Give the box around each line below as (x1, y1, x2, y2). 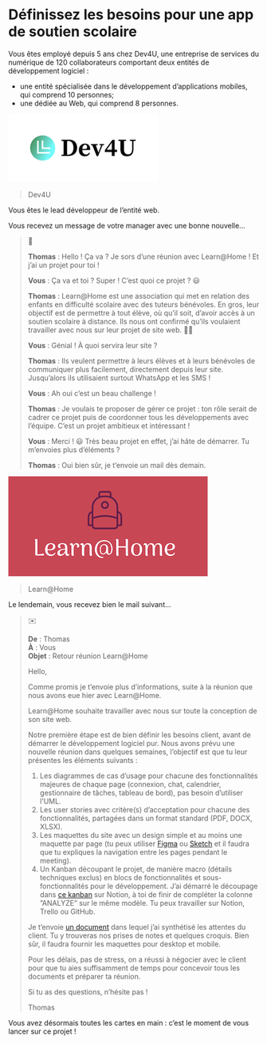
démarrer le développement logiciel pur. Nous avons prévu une (27, 738, 235, 748)
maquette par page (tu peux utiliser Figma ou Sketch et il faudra (39, 839, 249, 848)
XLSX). (39, 821, 63, 832)
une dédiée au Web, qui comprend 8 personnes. (19, 98, 179, 108)
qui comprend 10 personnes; (19, 89, 114, 99)
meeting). (39, 855, 72, 865)
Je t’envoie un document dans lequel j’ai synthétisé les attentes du (27, 922, 246, 931)
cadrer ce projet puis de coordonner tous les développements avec (27, 412, 249, 422)
